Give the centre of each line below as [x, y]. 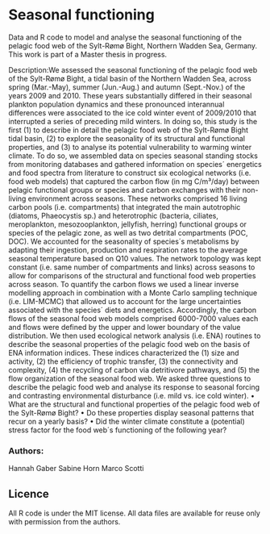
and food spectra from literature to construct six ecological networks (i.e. [130, 173]
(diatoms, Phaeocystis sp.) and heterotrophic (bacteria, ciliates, [114, 215]
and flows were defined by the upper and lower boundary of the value [125, 327]
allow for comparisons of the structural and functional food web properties [132, 275]
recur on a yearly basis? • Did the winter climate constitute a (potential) [127, 421]
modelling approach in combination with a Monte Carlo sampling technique [133, 293]
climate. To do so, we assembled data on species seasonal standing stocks [133, 156]
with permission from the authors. [64, 522]
